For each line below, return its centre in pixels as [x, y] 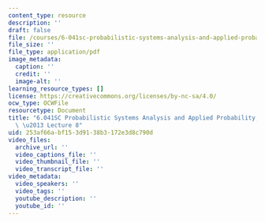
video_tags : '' [40, 191]
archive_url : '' [42, 147]
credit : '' [33, 74]
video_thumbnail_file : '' [58, 162]
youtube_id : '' [40, 205]
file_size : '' [32, 45]
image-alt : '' [38, 81]
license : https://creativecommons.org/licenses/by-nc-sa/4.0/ [112, 96]
